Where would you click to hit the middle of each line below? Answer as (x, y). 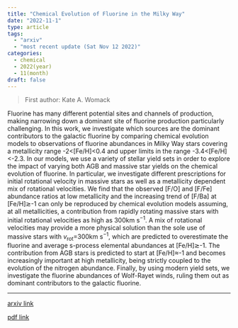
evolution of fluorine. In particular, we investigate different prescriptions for (117, 174)
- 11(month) (32, 73)
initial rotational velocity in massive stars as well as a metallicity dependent (117, 181)
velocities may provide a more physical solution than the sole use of (106, 228)
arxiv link (21, 304)
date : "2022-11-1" (34, 21)
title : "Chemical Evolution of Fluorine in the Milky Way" (96, 14)
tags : (15, 34)
